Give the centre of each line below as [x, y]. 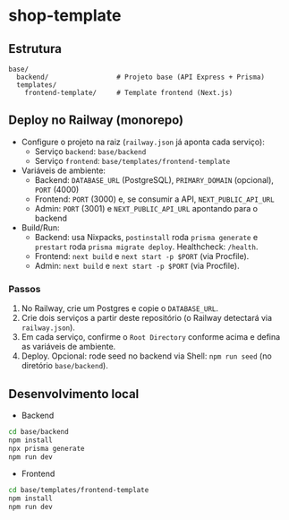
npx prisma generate [47, 448]
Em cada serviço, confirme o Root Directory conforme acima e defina [151, 337]
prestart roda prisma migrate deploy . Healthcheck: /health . [146, 247]
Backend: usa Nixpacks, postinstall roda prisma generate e [146, 237]
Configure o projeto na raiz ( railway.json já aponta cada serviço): [143, 142]
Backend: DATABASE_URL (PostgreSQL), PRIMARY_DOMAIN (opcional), [154, 179]
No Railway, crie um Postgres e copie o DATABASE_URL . [120, 308]
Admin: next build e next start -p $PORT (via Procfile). [137, 265]
